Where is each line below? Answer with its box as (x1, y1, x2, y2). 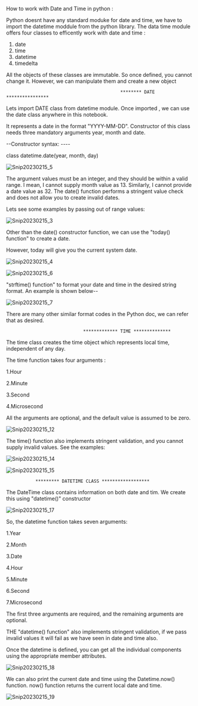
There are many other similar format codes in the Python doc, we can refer (6, 311, 189, 317)
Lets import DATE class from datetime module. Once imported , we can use (6, 105, 190, 112)
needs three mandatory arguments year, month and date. (6, 129, 146, 136)
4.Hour (6, 564, 23, 571)
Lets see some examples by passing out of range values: (6, 205, 145, 213)
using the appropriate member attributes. (6, 652, 107, 660)
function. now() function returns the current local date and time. (6, 682, 162, 689)
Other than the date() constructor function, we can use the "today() (6, 229, 171, 236)
